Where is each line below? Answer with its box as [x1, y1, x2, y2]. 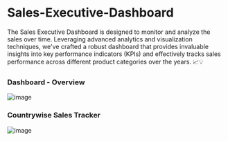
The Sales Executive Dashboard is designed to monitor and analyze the [7, 28, 211, 36]
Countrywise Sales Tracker [7, 111, 100, 120]
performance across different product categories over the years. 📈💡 [7, 57, 204, 66]
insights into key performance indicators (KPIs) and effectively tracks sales [7, 50, 221, 58]
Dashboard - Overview [7, 77, 85, 87]
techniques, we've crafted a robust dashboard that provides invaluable [7, 42, 209, 50]
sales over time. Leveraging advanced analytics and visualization [7, 35, 193, 43]
